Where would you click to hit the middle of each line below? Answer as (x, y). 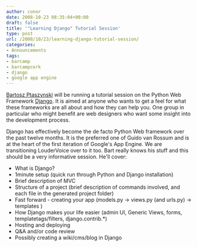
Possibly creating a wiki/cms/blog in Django (68, 237)
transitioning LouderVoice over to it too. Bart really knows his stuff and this (97, 151)
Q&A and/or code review (45, 232)
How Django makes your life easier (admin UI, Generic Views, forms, (99, 213)
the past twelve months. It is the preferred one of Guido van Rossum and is (98, 138)
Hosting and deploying (42, 225)
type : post (20, 34)
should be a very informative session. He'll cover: (66, 157)
